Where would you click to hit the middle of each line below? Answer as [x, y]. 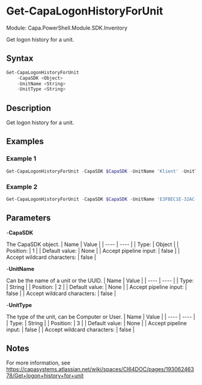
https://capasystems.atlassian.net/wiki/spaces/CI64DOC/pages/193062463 [100, 369]
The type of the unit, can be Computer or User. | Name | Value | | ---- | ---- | [101, 317]
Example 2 [22, 186]
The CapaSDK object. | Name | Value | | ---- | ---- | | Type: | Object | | [93, 244]
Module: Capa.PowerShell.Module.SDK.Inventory [67, 28]
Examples [25, 142]
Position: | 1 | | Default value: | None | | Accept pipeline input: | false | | [93, 250]
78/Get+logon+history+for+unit [45, 376]
